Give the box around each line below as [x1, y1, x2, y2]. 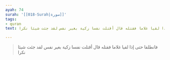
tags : [5, 16, 17, 21]
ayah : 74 [5, 7, 24, 12]
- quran [5, 21, 22, 26]
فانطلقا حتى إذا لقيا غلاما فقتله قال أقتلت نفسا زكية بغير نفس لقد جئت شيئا [17, 44, 158, 50]
